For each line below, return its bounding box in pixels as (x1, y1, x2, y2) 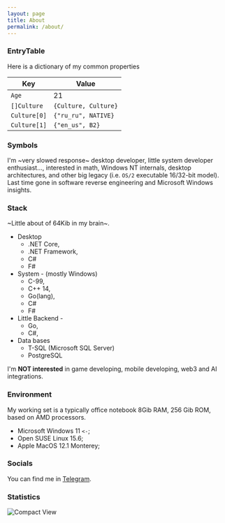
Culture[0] (10, 111, 47, 119)
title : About (7, 17, 45, 24)
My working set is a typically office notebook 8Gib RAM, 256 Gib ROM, (7, 406, 211, 414)
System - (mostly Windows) (17, 270, 98, 278)
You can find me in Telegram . (7, 474, 92, 483)
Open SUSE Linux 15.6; (17, 434, 84, 442)
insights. (7, 186, 32, 194)
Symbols (7, 140, 38, 150)
